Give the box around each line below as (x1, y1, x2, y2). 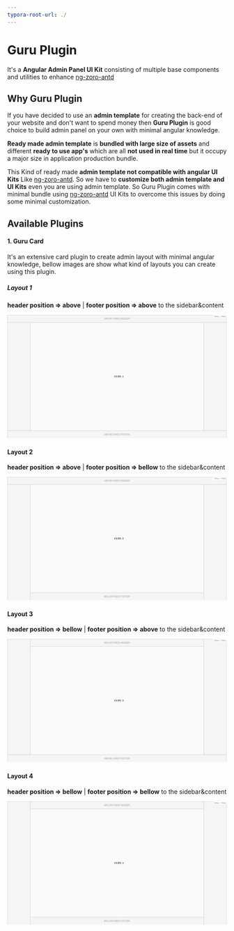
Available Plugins (7, 217, 84, 229)
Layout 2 (7, 447, 33, 456)
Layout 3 (7, 610, 33, 618)
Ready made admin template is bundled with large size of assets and (7, 139, 210, 148)
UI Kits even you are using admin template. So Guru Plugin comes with (7, 183, 210, 191)
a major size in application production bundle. (7, 154, 138, 163)
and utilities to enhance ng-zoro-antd (7, 72, 115, 81)
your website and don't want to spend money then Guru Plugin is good (7, 118, 211, 127)
